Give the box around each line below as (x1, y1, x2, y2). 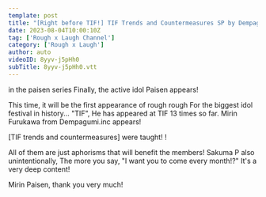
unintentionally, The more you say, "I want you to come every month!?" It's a (8, 156, 257, 165)
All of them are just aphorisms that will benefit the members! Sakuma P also (8, 147, 255, 157)
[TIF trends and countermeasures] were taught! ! (8, 132, 168, 142)
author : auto (8, 48, 51, 56)
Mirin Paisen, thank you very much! (8, 180, 123, 189)
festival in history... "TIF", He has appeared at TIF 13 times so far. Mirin (8, 108, 237, 118)
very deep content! (8, 164, 70, 174)
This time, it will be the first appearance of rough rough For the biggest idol (8, 100, 253, 109)
